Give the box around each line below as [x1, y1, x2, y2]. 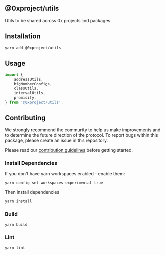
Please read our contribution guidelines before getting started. [5, 147, 133, 153]
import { [5, 72, 23, 77]
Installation [5, 32, 41, 41]
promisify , [14, 95, 37, 100]
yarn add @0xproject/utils [5, 45, 61, 50]
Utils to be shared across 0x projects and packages [5, 17, 111, 23]
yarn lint [5, 245, 26, 250]
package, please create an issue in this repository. [5, 137, 108, 144]
